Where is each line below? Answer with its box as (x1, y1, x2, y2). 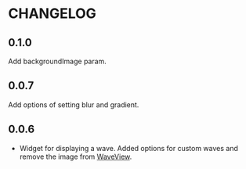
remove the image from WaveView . (19, 152, 132, 161)
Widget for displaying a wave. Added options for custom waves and (19, 143, 239, 153)
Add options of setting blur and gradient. (8, 99, 139, 110)
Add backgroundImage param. (8, 56, 107, 66)
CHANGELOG (8, 5, 96, 23)
